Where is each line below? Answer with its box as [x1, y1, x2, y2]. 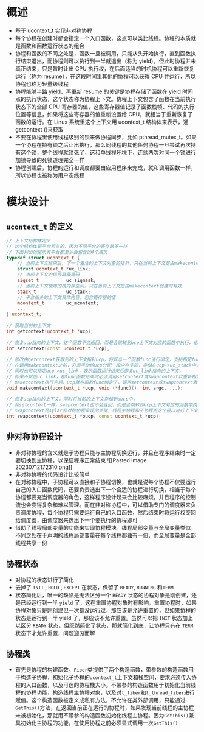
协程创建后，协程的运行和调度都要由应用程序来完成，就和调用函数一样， [15, 164, 196, 171]
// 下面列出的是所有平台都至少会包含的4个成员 [6, 249, 108, 255]
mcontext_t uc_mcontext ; [17, 300, 99, 306]
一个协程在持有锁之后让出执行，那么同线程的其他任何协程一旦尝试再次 [15, 141, 191, 148]
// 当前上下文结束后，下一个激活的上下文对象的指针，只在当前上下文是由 [17, 260, 175, 267]
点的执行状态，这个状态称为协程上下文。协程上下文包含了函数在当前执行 [15, 95, 196, 102]
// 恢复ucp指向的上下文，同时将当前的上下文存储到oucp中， [6, 396, 138, 403]
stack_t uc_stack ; [17, 289, 91, 295]
